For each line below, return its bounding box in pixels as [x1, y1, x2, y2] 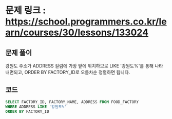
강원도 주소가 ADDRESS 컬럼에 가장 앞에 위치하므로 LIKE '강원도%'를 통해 [5, 63, 154, 69]
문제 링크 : [5, 5, 46, 16]
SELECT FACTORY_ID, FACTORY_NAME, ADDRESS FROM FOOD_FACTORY [5, 99, 139, 105]
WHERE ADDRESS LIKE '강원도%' [5, 104, 67, 109]
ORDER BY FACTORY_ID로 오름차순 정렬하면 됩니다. [24, 69, 130, 75]
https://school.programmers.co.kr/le [5, 16, 167, 28]
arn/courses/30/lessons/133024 [5, 27, 149, 38]
